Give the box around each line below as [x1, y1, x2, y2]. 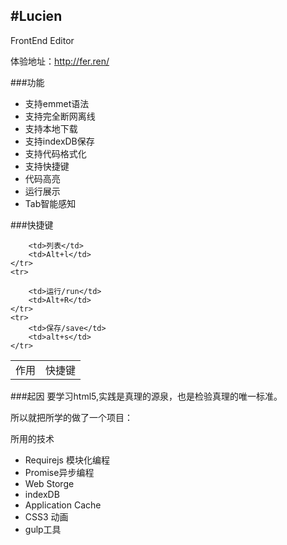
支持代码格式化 [24, 147, 87, 159]
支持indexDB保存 [24, 135, 95, 147]
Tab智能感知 [24, 197, 77, 209]
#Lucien [10, 8, 63, 25]
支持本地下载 [24, 122, 78, 134]
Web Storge [24, 478, 75, 490]
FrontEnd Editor [10, 34, 75, 46]
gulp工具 [24, 524, 62, 536]
